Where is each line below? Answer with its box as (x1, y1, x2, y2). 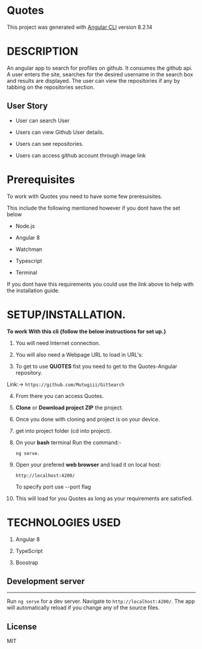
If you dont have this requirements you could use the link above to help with (7, 280, 194, 288)
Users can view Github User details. (15, 128, 104, 136)
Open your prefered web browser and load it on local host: (15, 460, 161, 468)
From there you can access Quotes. (15, 392, 104, 399)
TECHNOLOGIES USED (7, 516, 121, 529)
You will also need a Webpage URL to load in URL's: (15, 351, 143, 358)
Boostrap (15, 559, 38, 566)
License (7, 621, 37, 632)
